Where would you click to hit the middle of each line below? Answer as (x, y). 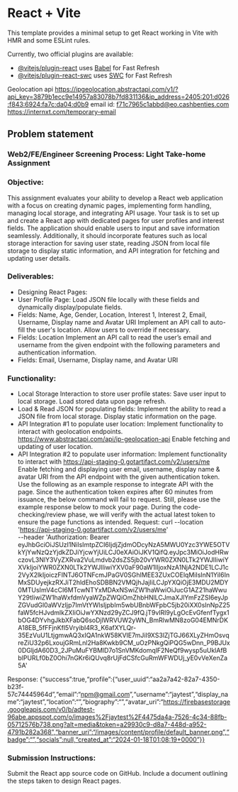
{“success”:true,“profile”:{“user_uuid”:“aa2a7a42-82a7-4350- (130, 679)
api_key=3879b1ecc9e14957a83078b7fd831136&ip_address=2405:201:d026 (119, 97)
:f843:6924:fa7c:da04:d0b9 (48, 104)
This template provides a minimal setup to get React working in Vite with (113, 33)
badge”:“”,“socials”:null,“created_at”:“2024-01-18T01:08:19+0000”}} (106, 739)
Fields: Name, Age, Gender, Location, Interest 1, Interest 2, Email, (112, 315)
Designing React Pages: (52, 292)
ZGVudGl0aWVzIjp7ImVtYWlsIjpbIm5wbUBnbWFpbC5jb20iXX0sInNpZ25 (124, 605)
